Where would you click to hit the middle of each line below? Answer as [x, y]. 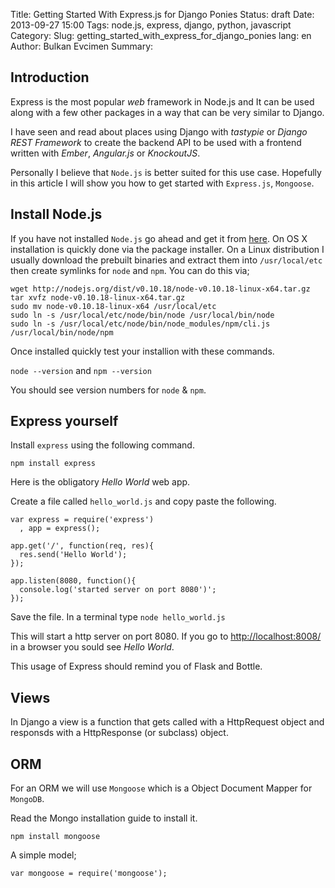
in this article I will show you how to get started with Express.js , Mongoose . [162, 183]
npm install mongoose [55, 837]
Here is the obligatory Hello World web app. [100, 482]
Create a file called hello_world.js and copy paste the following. [143, 501]
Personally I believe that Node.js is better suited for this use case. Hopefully [166, 172]
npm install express [53, 464]
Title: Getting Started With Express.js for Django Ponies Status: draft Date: [162, 14]
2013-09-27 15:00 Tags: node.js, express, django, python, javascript [151, 25]
